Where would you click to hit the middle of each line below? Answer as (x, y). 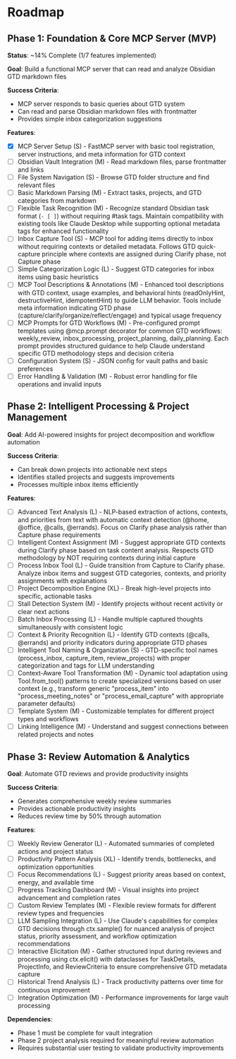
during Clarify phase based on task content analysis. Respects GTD (116, 550)
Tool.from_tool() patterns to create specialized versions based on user (119, 681)
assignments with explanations (62, 581)
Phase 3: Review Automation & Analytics (99, 757)
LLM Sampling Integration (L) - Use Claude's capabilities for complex (118, 921)
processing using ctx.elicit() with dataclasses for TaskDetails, (106, 959)
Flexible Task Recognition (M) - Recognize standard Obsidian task (113, 208)
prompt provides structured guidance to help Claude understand (111, 345)
